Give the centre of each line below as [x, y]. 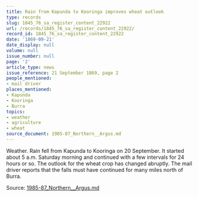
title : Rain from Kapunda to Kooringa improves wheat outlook [85, 12]
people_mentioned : [29, 78]
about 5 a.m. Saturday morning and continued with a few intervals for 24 [95, 157]
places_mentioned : [29, 90]
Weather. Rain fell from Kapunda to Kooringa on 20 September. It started [95, 150]
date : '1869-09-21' [30, 39]
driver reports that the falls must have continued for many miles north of [95, 170]
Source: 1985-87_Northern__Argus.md [53, 187]
